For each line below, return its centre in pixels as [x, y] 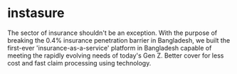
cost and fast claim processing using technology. [79, 63]
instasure [36, 13]
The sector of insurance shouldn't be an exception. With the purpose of [112, 33]
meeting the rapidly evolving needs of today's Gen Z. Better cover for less [116, 55]
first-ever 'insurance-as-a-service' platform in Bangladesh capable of [110, 48]
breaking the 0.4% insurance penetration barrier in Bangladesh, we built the [119, 40]
